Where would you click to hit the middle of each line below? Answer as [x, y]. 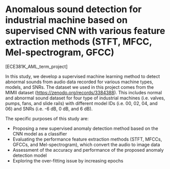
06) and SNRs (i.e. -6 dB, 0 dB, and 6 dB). [49, 109]
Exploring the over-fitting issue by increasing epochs [68, 160]
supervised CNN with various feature [85, 31]
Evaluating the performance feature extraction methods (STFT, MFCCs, [87, 139]
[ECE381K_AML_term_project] [37, 66]
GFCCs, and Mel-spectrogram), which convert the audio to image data [86, 144]
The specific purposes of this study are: [47, 118]
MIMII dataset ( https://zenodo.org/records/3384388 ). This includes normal [84, 92]
